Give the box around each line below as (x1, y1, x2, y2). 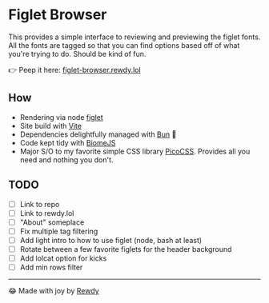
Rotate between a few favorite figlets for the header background (19, 244, 232, 253)
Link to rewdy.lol (19, 208, 74, 217)
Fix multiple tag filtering (19, 226, 98, 236)
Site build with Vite (19, 121, 82, 130)
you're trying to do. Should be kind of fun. (8, 49, 147, 58)
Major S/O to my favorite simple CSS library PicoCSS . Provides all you (19, 146, 251, 156)
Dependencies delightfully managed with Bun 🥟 (19, 130, 177, 139)
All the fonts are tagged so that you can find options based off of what (8, 40, 240, 50)
